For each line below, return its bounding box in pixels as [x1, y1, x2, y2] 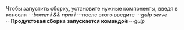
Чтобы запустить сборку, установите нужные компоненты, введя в [5, 5, 178, 12]
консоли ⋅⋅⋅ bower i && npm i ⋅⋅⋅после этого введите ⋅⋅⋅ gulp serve [5, 11, 168, 18]
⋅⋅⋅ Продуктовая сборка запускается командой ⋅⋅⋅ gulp [5, 18, 145, 24]
